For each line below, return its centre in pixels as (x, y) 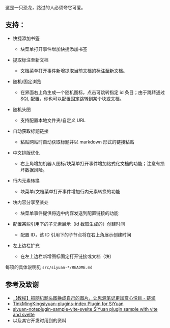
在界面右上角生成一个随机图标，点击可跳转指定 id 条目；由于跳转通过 (93, 92)
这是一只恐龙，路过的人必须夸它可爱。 (45, 7)
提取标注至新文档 (31, 59)
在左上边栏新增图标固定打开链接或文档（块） (67, 256)
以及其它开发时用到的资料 (39, 320)
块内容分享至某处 (31, 202)
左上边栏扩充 (26, 245)
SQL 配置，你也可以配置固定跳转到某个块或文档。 (72, 99)
